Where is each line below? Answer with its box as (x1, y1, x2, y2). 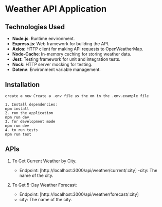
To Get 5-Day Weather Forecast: (12, 182, 77, 188)
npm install (5, 106, 29, 111)
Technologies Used (5, 23, 65, 31)
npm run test (5, 132, 32, 137)
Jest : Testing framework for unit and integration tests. (12, 56, 121, 62)
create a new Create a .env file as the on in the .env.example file (5, 93, 149, 98)
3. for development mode (5, 119, 55, 124)
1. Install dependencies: (5, 102, 57, 107)
